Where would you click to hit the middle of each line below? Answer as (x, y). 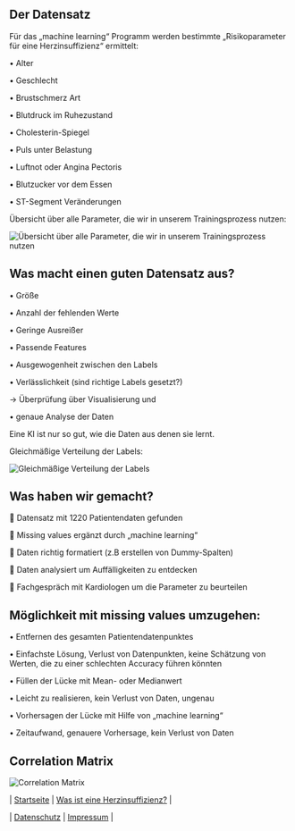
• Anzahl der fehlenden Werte (64, 313)
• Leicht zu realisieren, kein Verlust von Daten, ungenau (112, 698)
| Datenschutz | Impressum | (61, 818)
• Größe (24, 295)
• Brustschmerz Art (45, 97)
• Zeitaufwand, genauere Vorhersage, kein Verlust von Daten (122, 733)
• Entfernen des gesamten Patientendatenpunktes (101, 637)
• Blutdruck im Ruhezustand (61, 114)
